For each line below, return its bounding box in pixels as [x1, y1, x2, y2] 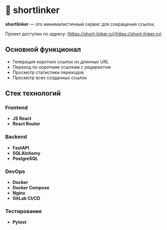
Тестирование [5, 207, 42, 214]
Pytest [12, 219, 26, 225]
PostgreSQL [12, 155, 38, 161]
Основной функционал [5, 45, 81, 54]
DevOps [5, 168, 25, 175]
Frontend [5, 104, 28, 111]
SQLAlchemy [12, 150, 41, 156]
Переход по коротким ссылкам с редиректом [12, 64, 111, 70]
